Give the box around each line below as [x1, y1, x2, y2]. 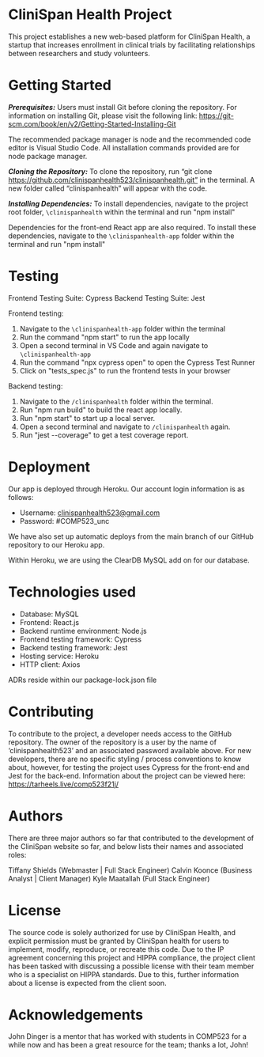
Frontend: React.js [19, 617, 80, 627]
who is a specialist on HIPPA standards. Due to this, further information [8, 969, 239, 979]
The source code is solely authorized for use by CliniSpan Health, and [8, 927, 236, 937]
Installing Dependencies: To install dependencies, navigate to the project [8, 199, 249, 208]
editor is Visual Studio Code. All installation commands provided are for [8, 142, 240, 152]
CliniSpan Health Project [8, 6, 172, 24]
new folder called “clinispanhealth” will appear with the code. [8, 184, 208, 193]
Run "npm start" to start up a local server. [19, 413, 156, 422]
